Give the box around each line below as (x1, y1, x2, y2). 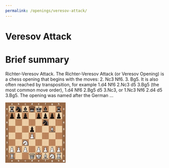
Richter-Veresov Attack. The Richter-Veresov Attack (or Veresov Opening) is (5, 71, 164, 77)
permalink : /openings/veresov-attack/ (5, 8, 87, 13)
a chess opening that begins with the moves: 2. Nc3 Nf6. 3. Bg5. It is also (5, 76, 158, 82)
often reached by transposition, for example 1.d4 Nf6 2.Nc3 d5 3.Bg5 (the (5, 81, 159, 87)
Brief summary (5, 54, 70, 65)
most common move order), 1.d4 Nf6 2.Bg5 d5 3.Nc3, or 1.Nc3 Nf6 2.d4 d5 (5, 87, 162, 93)
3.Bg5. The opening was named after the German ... (5, 92, 114, 98)
